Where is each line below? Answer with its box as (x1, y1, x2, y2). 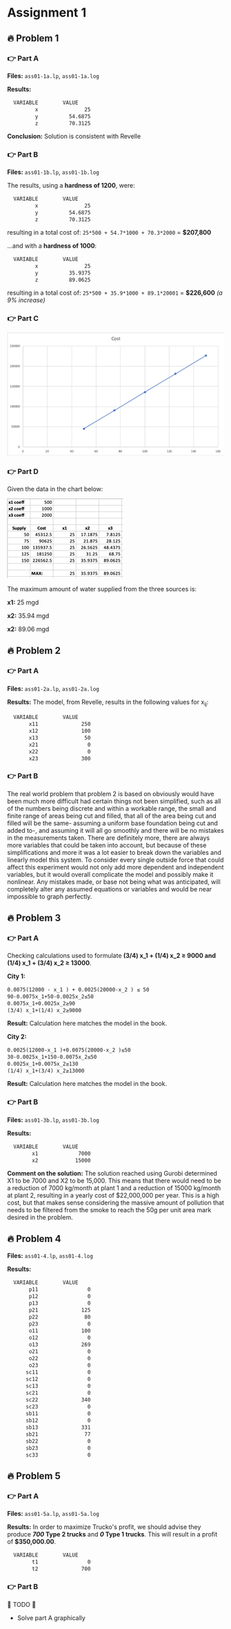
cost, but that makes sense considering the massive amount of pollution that (7, 1198, 224, 1207)
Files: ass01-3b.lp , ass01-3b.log (7, 1116, 100, 1124)
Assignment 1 (7, 5, 87, 21)
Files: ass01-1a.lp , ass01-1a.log (7, 71, 100, 80)
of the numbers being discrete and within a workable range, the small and (7, 804, 217, 812)
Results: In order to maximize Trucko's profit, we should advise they (7, 1523, 201, 1531)
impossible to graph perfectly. (7, 892, 92, 900)
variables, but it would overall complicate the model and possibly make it (7, 870, 214, 878)
